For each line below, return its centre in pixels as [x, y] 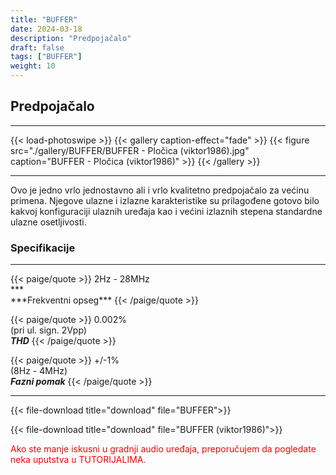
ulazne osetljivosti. [48, 222]
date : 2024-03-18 [46, 29]
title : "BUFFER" [44, 19]
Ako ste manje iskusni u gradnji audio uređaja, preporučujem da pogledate [163, 449]
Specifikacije [43, 248]
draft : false [37, 47]
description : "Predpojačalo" [71, 38]
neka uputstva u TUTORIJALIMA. [78, 460]
